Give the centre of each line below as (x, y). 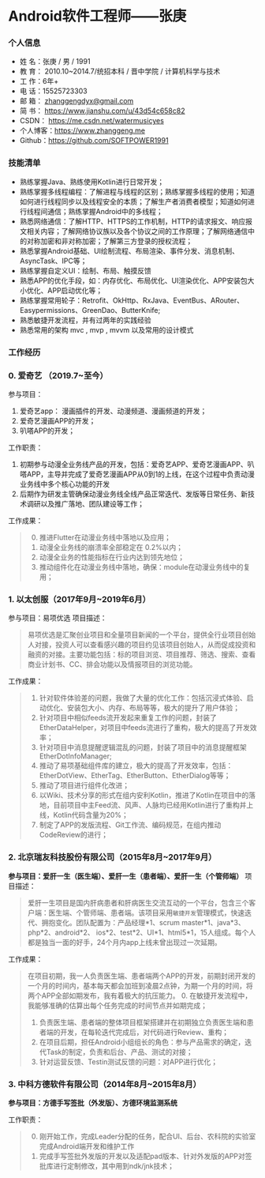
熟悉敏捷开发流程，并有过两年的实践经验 (85, 320)
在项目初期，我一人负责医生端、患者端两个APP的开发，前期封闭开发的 (142, 976)
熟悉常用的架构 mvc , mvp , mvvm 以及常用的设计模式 (106, 329)
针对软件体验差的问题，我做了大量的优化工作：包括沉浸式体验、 (143, 698)
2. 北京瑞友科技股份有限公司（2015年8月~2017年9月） (112, 857)
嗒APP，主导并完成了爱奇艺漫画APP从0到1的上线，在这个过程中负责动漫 (137, 474)
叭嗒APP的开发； (47, 431)
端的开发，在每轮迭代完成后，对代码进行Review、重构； (137, 1032)
